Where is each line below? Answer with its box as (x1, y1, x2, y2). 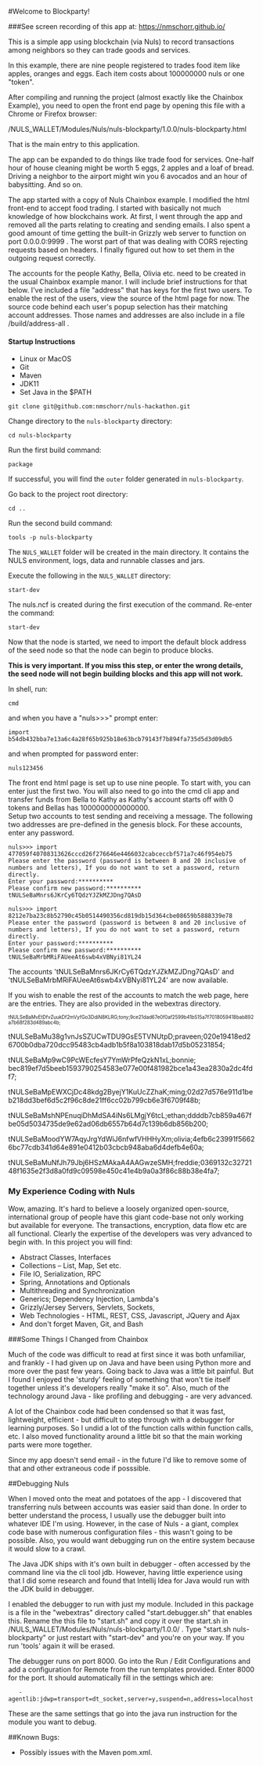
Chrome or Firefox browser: (8, 109, 98, 119)
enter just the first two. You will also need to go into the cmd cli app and (8, 787, 240, 796)
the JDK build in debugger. (8, 1584, 95, 1593)
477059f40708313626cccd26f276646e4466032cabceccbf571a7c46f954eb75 (8, 850, 233, 858)
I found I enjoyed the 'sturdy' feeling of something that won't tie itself (8, 1374, 231, 1384)
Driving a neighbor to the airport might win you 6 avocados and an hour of (8, 172, 248, 181)
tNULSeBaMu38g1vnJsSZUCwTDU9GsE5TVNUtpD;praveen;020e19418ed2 (8, 1032, 251, 1041)
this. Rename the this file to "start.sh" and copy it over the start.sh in (8, 1616, 229, 1625)
